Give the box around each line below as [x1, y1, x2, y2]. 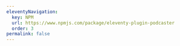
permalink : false [6, 31, 50, 37]
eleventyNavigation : [6, 8, 59, 15]
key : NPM [12, 14, 34, 20]
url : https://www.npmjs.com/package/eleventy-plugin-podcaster [12, 20, 175, 26]
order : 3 [12, 25, 34, 32]
